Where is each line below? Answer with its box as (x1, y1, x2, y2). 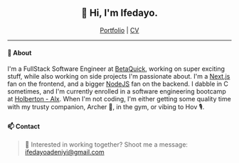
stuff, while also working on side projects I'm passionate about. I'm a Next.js (7, 72, 230, 81)
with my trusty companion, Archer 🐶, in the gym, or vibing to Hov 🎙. (7, 103, 205, 111)
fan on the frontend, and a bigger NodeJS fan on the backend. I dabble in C (7, 79, 229, 89)
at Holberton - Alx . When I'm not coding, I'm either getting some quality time (7, 95, 231, 103)
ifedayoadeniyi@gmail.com (24, 148, 105, 157)
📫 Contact (7, 122, 41, 130)
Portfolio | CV (100, 26, 139, 34)
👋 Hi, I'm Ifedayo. (80, 7, 159, 19)
